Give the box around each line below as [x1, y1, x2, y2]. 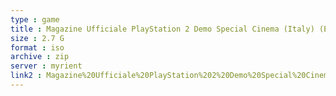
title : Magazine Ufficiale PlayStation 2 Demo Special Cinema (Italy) [10, 24, 315, 34]
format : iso [10, 42, 65, 53]
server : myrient [10, 61, 83, 71]
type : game [10, 14, 60, 25]
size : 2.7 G [10, 33, 65, 43]
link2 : [10, 71, 43, 81]
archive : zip [10, 52, 70, 62]
